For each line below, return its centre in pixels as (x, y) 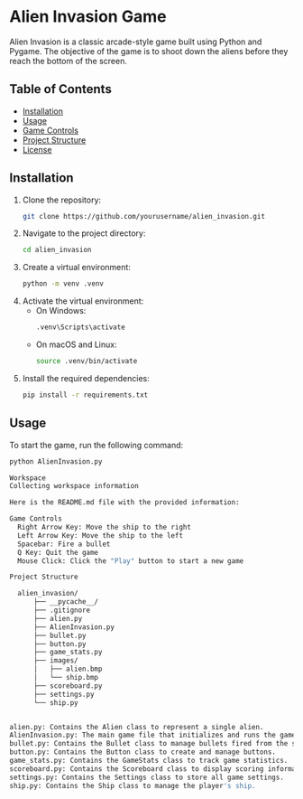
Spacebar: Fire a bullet (64, 544)
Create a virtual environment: (76, 268)
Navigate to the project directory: (84, 233)
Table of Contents (61, 89)
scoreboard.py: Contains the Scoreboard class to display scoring (137, 769)
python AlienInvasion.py (56, 461)
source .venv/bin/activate (87, 362)
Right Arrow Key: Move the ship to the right (105, 527)
